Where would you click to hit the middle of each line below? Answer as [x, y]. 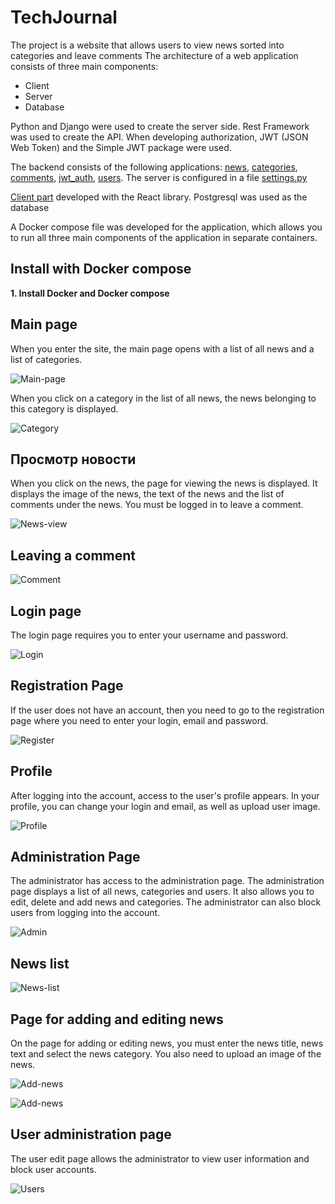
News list [40, 963]
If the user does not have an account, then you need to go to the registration [167, 710]
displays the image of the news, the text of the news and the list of [147, 494]
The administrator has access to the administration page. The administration [167, 881]
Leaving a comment [73, 555]
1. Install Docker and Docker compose [90, 293]
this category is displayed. [64, 408]
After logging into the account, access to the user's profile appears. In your [165, 795]
